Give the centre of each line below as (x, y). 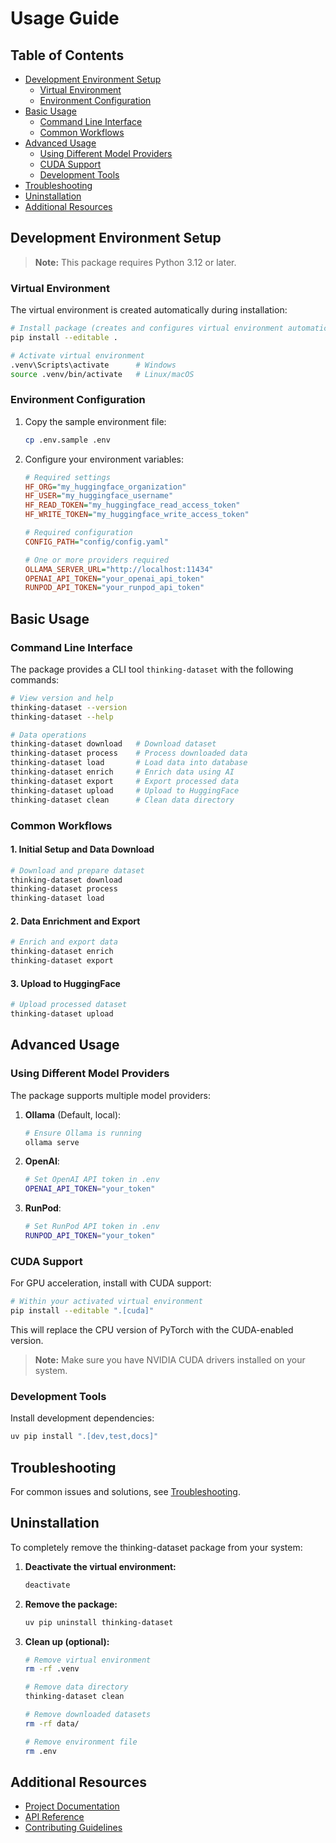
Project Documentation (72, 1806)
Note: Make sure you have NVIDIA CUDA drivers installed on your (170, 1359)
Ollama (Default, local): (73, 1114)
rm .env (40, 1751)
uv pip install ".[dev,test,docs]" (84, 1437)
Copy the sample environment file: (95, 421)
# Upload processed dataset (69, 1005)
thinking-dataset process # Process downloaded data (129, 753)
